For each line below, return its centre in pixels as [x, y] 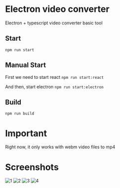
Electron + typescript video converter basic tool [54, 23]
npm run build [20, 114]
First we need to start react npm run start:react [55, 77]
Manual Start [26, 65]
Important [26, 133]
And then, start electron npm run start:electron [55, 87]
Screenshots [32, 167]
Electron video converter [58, 9]
